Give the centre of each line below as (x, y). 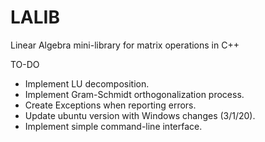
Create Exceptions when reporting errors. (110, 105)
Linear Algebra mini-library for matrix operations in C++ (125, 45)
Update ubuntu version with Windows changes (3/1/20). (140, 115)
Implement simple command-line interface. (113, 126)
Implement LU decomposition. (87, 83)
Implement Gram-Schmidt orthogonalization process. (134, 94)
